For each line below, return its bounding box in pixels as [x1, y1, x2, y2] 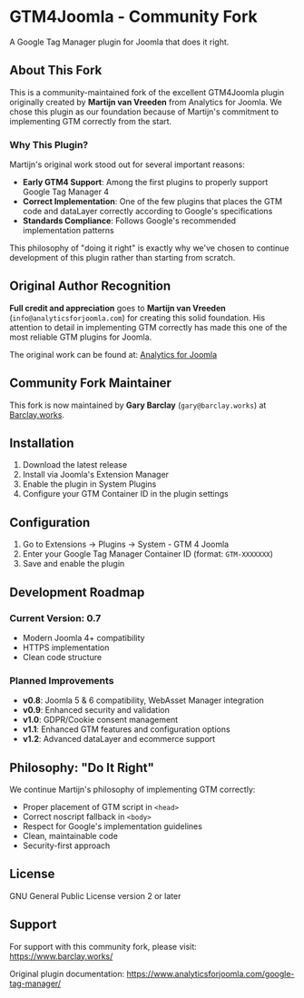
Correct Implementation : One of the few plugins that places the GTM [22, 196, 283, 207]
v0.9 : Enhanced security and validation [22, 705, 170, 716]
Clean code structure [22, 651, 103, 662]
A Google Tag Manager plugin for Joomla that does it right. [9, 36, 230, 47]
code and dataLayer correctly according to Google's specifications [22, 206, 273, 217]
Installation [9, 436, 74, 451]
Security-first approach [22, 840, 111, 851]
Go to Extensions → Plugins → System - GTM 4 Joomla [22, 539, 230, 550]
